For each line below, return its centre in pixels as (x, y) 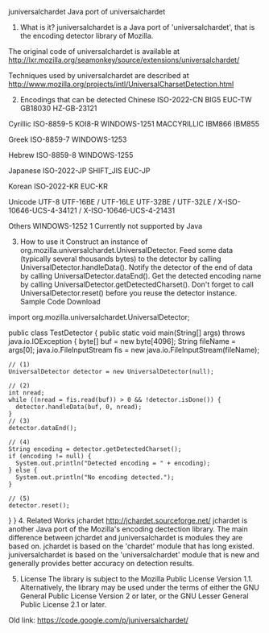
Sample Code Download (60, 302)
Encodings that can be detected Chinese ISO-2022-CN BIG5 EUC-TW (136, 99)
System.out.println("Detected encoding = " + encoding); (113, 463)
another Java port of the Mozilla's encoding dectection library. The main (128, 529)
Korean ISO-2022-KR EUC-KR (58, 186)
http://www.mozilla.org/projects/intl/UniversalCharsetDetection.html (121, 84)
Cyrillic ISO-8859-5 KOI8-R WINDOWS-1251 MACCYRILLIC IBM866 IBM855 (134, 124)
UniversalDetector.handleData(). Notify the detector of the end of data (136, 267)
